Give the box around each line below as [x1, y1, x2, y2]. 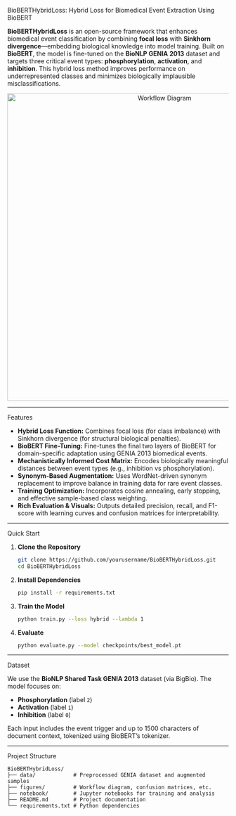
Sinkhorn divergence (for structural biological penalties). [17, 434, 181, 442]
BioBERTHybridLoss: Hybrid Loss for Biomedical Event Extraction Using [7, 6, 215, 14]
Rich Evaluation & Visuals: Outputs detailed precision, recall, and [17, 502, 207, 510]
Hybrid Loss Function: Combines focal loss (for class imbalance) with [17, 427, 221, 435]
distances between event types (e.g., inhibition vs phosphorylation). [17, 464, 215, 472]
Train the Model [17, 602, 65, 610]
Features [7, 413, 33, 421]
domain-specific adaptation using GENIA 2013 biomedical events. [17, 449, 208, 458]
